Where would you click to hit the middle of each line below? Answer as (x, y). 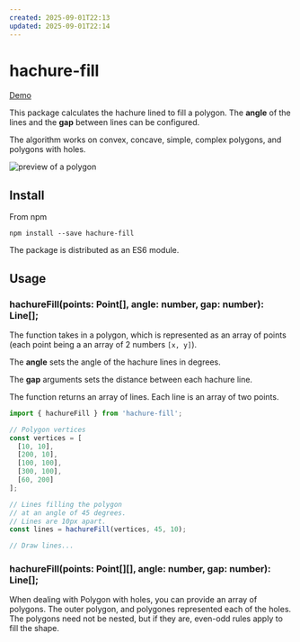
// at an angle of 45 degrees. (68, 513)
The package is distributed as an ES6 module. (94, 250)
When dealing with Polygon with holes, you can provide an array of (133, 600)
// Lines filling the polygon (66, 504)
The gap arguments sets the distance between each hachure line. (131, 379)
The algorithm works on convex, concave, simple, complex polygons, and (146, 140)
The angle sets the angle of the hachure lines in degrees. (115, 362)
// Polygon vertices (48, 430)
